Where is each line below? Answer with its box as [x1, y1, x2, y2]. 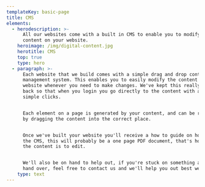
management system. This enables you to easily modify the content [22, 77, 198, 83]
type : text [17, 171, 45, 177]
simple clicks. [22, 94, 62, 100]
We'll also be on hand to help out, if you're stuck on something [22, 160, 195, 166]
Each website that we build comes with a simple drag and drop [22, 71, 187, 77]
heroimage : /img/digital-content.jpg [17, 43, 113, 49]
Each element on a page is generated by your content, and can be [22, 110, 195, 116]
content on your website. [22, 37, 88, 43]
